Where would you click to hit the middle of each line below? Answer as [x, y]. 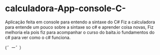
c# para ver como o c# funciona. [38, 37]
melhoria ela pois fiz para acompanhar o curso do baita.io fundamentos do [80, 32]
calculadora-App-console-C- [66, 9]
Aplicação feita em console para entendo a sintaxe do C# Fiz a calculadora [80, 22]
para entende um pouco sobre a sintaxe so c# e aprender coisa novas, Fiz [80, 27]
